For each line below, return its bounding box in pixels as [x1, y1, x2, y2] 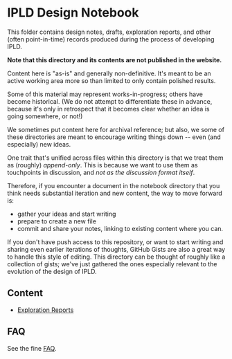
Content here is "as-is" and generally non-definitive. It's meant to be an [7, 69, 211, 77]
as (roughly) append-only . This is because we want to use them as [7, 160, 199, 169]
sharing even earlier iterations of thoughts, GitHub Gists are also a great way [7, 245, 226, 253]
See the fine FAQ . [7, 344, 57, 352]
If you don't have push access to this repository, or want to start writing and [7, 237, 224, 246]
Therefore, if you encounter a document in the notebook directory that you [7, 181, 220, 190]
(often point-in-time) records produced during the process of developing [7, 35, 215, 43]
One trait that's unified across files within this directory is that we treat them [7, 154, 224, 162]
